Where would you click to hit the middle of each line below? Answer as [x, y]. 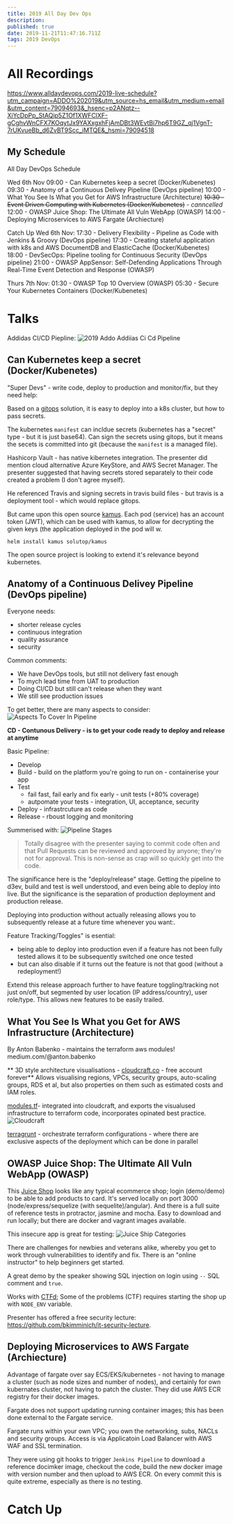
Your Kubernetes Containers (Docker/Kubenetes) [78, 290]
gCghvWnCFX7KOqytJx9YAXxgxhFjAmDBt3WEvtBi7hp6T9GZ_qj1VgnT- [110, 123]
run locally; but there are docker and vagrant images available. [97, 1221]
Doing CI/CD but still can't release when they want [89, 689]
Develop [29, 765]
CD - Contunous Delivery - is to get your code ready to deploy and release [116, 731]
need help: [23, 395]
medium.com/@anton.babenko [51, 1057]
